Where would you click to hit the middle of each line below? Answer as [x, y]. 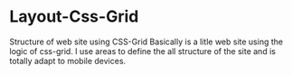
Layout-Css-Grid [74, 17]
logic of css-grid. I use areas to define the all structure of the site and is [142, 51]
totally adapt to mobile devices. [68, 61]
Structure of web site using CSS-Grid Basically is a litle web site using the [146, 42]
